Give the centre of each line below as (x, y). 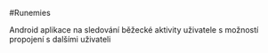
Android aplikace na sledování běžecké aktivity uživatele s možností (134, 30)
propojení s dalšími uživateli (60, 39)
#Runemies (30, 13)
